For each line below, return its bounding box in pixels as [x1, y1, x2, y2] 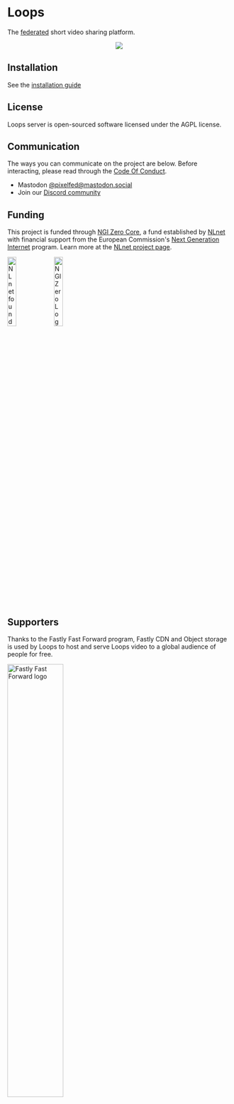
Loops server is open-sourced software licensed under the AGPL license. [7, 120, 222, 129]
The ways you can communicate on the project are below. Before [7, 159, 198, 168]
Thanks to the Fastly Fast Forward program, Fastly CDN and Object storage [7, 635, 228, 643]
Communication [7, 140, 80, 153]
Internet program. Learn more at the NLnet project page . [7, 243, 172, 251]
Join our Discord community [17, 188, 101, 197]
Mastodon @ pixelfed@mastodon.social [17, 180, 133, 189]
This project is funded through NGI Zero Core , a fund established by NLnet [7, 228, 225, 237]
